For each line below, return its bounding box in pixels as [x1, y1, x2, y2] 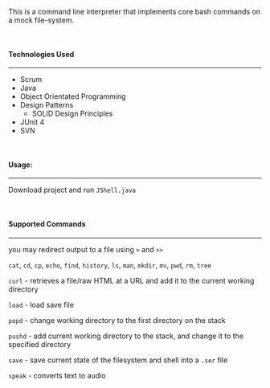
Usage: [8, 160, 34, 169]
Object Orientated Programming [19, 92, 126, 101]
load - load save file [8, 300, 75, 309]
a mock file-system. [8, 15, 75, 25]
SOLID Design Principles [31, 108, 113, 119]
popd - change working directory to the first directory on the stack [8, 315, 227, 325]
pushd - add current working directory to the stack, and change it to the [8, 331, 243, 341]
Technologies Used [8, 49, 75, 59]
